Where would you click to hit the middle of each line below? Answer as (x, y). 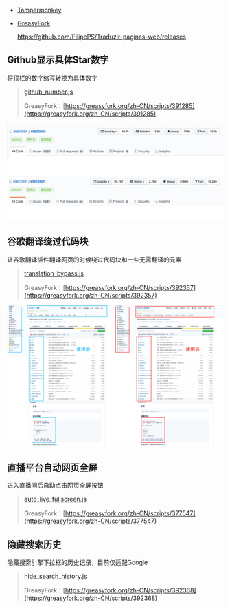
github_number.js (48, 92)
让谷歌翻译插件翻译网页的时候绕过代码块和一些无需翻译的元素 (94, 259)
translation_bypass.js (54, 273)
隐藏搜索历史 (34, 545)
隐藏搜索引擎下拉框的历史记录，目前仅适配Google (78, 562)
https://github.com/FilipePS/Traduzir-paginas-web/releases (102, 37)
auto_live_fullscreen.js (55, 499)
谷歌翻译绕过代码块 (48, 241)
